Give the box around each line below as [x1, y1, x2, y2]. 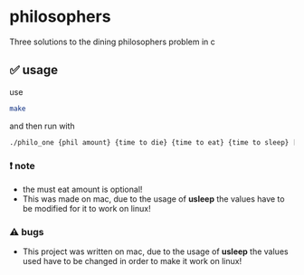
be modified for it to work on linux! [22, 203, 151, 213]
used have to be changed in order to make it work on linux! [22, 256, 242, 267]
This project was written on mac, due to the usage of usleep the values [22, 246, 289, 257]
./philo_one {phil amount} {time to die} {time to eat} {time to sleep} [9, 137, 290, 147]
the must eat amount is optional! [22, 184, 143, 194]
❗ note [9, 160, 35, 173]
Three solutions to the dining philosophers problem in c [9, 36, 215, 47]
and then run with [9, 120, 75, 131]
